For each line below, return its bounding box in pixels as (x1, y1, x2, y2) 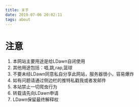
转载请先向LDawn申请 (12, 90, 59, 96)
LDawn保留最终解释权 (12, 96, 59, 102)
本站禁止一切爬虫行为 (12, 84, 57, 90)
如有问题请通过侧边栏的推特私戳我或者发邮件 (12, 77, 107, 84)
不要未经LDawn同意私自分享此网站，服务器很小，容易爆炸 (12, 71, 134, 77)
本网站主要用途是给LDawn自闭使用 (12, 58, 85, 64)
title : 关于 (5, 7, 29, 13)
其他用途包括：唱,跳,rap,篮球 (12, 65, 73, 71)
